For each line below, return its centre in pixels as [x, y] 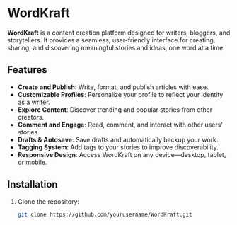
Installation [33, 184]
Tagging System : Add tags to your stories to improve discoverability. [118, 147]
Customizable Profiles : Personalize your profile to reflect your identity [120, 94]
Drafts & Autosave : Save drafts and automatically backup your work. [118, 139]
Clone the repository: [48, 201]
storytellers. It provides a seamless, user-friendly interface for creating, [111, 40]
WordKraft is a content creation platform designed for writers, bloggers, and [119, 33]
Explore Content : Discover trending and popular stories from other [115, 109]
